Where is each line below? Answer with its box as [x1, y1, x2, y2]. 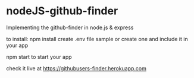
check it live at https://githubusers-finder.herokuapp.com [6, 64, 147, 72]
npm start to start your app [6, 53, 73, 60]
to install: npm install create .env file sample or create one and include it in [6, 35, 189, 42]
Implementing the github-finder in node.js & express [6, 24, 134, 31]
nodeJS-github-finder [6, 4, 118, 18]
